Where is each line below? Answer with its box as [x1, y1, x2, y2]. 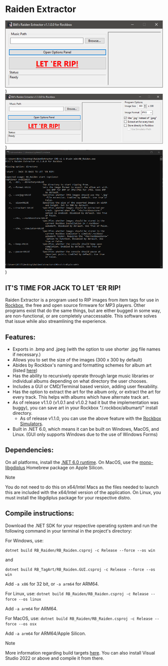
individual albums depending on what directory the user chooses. [12, 378, 147, 384]
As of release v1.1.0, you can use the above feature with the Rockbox [19, 415, 161, 422]
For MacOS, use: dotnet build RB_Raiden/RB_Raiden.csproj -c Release [5, 615, 153, 621]
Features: [5, 332, 36, 342]
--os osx [18, 621, 37, 626]
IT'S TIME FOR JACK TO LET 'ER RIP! [5, 283, 121, 292]
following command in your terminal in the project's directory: [5, 528, 132, 534]
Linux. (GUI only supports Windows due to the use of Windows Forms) [12, 431, 158, 437]
